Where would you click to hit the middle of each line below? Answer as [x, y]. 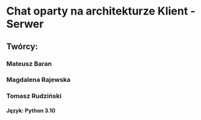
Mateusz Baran [29, 64]
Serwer [25, 24]
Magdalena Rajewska [39, 80]
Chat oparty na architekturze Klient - [101, 11]
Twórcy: [22, 46]
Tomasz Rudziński [34, 96]
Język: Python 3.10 [31, 110]
